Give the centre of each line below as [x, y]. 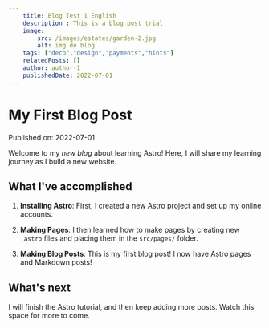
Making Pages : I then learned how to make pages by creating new [130, 230]
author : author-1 [52, 68]
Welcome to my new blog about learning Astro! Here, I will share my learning [135, 152]
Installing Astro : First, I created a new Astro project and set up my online [141, 206]
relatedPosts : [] [52, 61]
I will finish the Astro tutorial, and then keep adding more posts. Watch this [131, 307]
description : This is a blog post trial [93, 23]
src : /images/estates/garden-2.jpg [97, 38]
